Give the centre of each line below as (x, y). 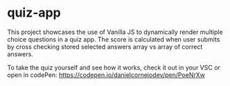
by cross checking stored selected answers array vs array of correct (105, 46)
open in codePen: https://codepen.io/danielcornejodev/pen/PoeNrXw (106, 75)
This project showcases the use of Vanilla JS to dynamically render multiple (115, 32)
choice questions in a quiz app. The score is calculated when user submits (114, 39)
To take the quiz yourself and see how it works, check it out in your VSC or (114, 67)
